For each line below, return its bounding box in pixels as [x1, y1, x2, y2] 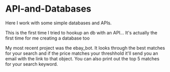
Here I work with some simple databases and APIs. [5, 20, 112, 26]
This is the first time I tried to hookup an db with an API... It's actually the [5, 29, 158, 35]
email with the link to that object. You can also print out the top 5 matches [5, 55, 159, 61]
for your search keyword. [5, 61, 59, 67]
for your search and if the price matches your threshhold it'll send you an [5, 50, 158, 56]
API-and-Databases [5, 3, 92, 15]
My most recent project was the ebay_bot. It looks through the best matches [5, 45, 165, 51]
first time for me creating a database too [5, 35, 90, 41]
